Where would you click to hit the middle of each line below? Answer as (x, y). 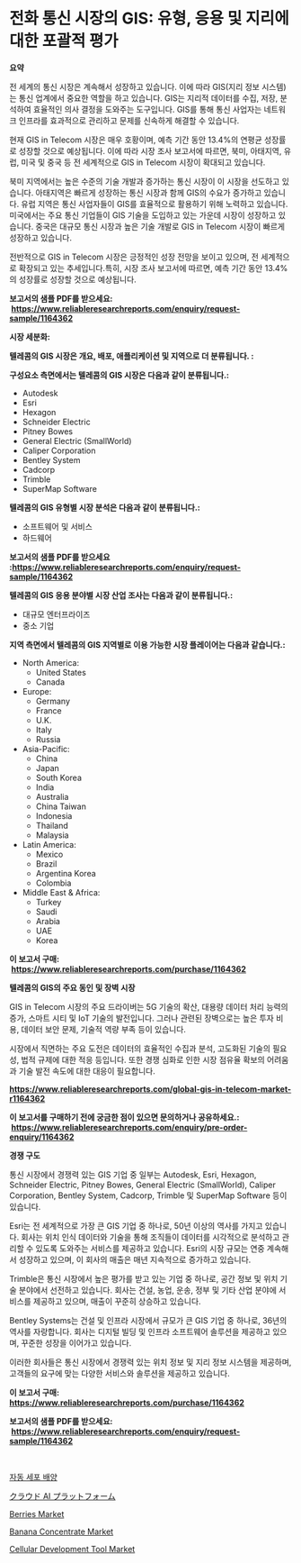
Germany (53, 701)
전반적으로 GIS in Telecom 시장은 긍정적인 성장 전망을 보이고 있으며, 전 (134, 257)
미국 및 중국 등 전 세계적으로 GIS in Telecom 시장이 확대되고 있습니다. (143, 162)
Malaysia (52, 835)
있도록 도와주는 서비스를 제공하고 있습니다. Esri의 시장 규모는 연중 (150, 1248)
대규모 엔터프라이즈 (56, 614)
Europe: (37, 691)
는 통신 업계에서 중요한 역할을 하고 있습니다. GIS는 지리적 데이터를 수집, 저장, (144, 98)
